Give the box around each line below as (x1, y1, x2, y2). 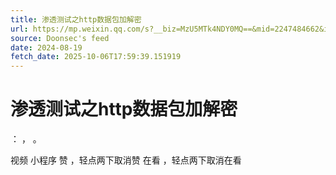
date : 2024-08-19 (10, 42, 83, 53)
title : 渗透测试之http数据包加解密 (10, 14, 142, 25)
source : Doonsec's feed (10, 33, 110, 43)
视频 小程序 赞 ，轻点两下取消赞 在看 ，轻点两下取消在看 (10, 154, 242, 166)
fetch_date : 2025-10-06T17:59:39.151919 (10, 52, 182, 62)
